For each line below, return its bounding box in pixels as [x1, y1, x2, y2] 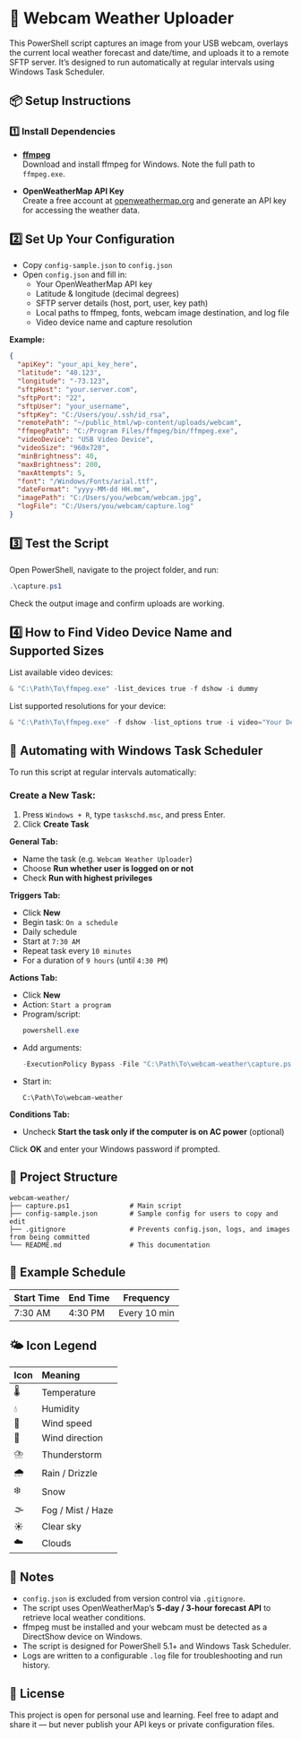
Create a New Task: [9, 789, 96, 801]
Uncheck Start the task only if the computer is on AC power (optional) [21, 1127, 285, 1138]
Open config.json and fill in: [21, 269, 127, 281]
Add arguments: [21, 1043, 82, 1053]
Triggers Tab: [9, 890, 61, 901]
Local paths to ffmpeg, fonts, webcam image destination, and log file [35, 307, 289, 318]
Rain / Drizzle [41, 1466, 99, 1479]
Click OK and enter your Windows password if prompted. [9, 1144, 220, 1155]
